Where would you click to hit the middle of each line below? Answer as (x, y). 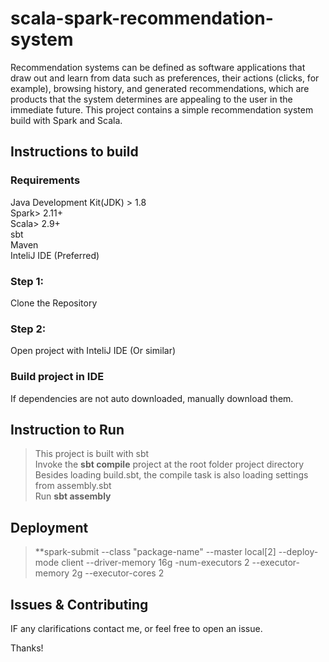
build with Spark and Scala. (66, 120)
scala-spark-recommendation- (142, 18)
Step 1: (27, 281)
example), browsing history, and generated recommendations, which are (160, 88)
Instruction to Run (67, 429)
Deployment (49, 527)
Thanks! (27, 648)
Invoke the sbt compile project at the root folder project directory (169, 464)
